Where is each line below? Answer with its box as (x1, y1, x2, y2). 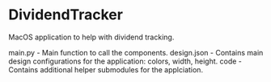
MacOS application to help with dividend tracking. (8, 32, 175, 42)
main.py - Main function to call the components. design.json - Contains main (8, 47, 264, 57)
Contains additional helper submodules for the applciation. (8, 64, 204, 74)
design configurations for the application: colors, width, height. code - (8, 56, 243, 66)
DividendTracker (8, 6, 124, 24)
